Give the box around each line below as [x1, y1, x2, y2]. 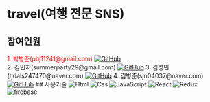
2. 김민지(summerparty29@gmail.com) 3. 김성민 [7, 63, 170, 71]
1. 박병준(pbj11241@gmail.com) [7, 55, 93, 63]
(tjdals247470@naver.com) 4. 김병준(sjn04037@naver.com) [7, 72, 204, 80]
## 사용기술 [35, 80, 67, 88]
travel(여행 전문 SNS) [7, 6, 125, 22]
